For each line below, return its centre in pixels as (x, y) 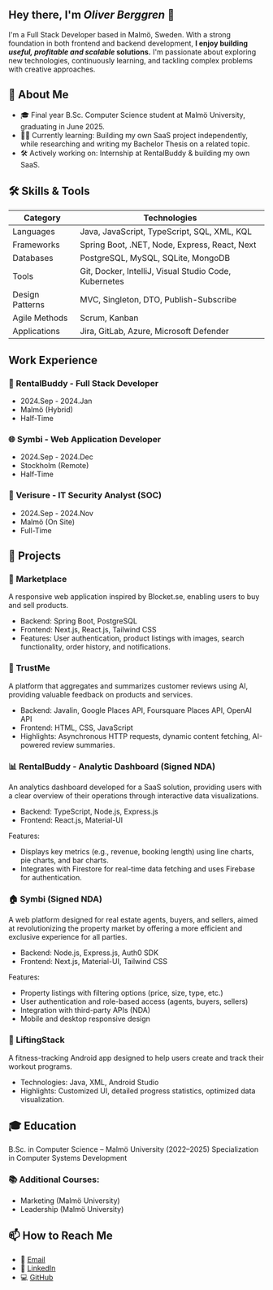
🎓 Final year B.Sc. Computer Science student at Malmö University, (132, 115)
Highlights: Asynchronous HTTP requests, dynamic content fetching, (135, 736)
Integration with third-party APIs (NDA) (85, 1010)
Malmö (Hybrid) (46, 410)
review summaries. (83, 745)
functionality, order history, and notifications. (95, 647)
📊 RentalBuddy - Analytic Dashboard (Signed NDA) (112, 767)
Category (42, 218)
